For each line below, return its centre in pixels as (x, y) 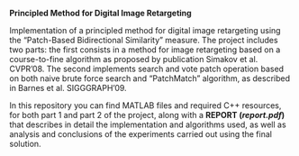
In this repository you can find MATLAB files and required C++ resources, (145, 106)
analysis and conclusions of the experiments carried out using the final (141, 134)
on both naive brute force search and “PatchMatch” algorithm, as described (150, 78)
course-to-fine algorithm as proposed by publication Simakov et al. (134, 59)
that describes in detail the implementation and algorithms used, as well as (148, 124)
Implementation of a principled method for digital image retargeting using (145, 30)
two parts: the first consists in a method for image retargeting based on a (145, 50)
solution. (26, 144)
